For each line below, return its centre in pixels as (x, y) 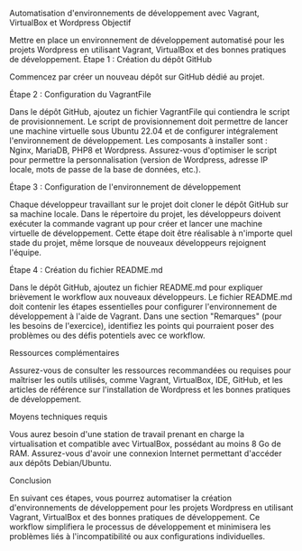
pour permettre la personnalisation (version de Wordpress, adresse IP (139, 160)
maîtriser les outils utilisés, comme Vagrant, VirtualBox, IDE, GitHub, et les (146, 380)
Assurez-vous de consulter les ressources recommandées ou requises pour (150, 370)
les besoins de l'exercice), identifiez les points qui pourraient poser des (142, 326)
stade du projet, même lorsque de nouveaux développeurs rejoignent (138, 243)
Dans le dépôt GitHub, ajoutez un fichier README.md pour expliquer (136, 287)
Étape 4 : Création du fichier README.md (87, 270)
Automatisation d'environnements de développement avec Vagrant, (134, 13)
